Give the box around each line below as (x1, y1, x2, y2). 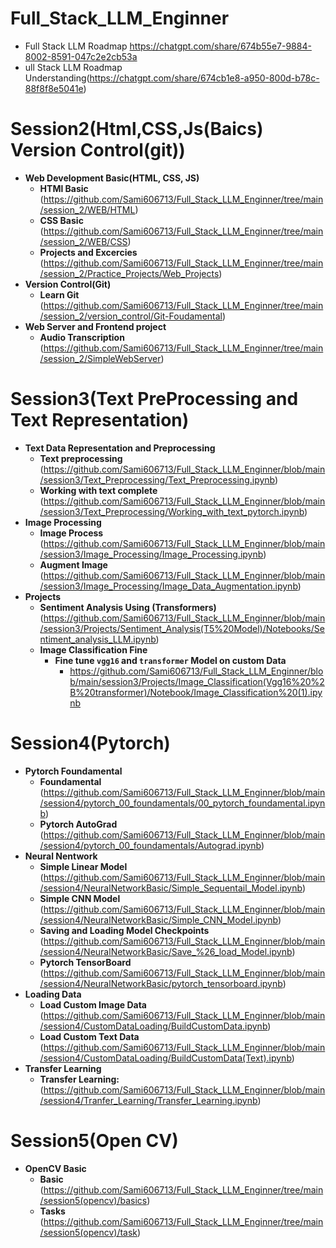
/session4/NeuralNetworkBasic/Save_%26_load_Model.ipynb (39, 945, 293, 957)
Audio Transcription (39, 331, 125, 343)
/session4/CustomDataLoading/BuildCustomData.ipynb (39, 1020, 268, 1032)
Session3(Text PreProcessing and (10, 388, 299, 411)
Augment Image (39, 558, 108, 571)
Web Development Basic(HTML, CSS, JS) (24, 172, 200, 184)
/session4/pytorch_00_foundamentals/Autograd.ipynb (39, 839, 262, 851)
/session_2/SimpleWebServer (39, 352, 162, 364)
